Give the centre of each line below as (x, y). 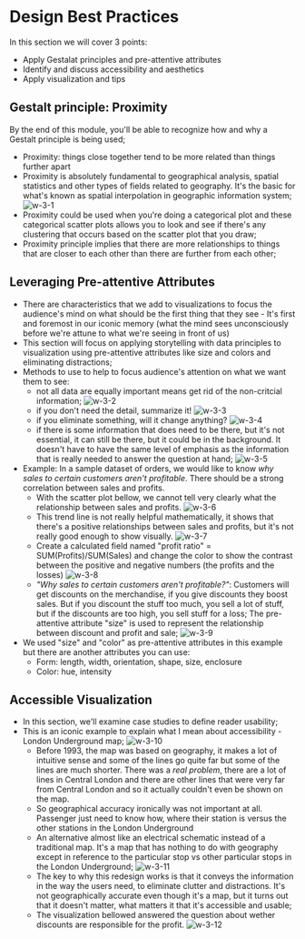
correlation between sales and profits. (93, 488)
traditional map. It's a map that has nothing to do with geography (157, 847)
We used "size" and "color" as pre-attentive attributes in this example (152, 642)
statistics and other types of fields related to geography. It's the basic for (159, 186)
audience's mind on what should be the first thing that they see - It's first (159, 313)
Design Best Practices (94, 17)
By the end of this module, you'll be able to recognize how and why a (138, 129)
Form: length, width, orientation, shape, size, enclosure (139, 661)
